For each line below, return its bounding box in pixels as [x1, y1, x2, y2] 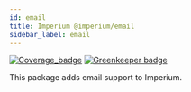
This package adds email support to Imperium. [9, 72, 183, 83]
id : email [9, 13, 47, 23]
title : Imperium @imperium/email [9, 22, 135, 31]
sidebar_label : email [9, 30, 91, 39]
